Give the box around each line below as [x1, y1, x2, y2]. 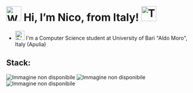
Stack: [6, 58, 31, 68]
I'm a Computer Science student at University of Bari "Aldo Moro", [26, 34, 188, 41]
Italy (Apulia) [14, 40, 46, 47]
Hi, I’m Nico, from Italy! [23, 11, 139, 24]
